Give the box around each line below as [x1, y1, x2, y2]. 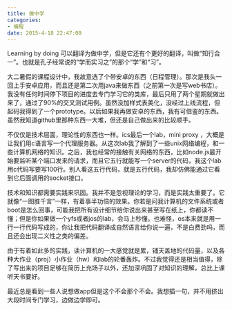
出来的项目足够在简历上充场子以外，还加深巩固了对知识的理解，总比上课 [19, 264, 225, 272]
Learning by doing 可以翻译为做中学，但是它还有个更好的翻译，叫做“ [7, 49, 202, 57]
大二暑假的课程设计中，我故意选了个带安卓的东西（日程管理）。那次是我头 [7, 73, 216, 81]
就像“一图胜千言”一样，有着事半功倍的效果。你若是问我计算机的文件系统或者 [7, 197, 224, 206]
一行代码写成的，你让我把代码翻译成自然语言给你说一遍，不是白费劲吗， [12, 223, 219, 232]
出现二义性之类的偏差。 [25, 232, 92, 240]
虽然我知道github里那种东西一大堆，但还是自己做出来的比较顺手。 [7, 116, 195, 125]
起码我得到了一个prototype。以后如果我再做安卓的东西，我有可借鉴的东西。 [7, 107, 223, 116]
